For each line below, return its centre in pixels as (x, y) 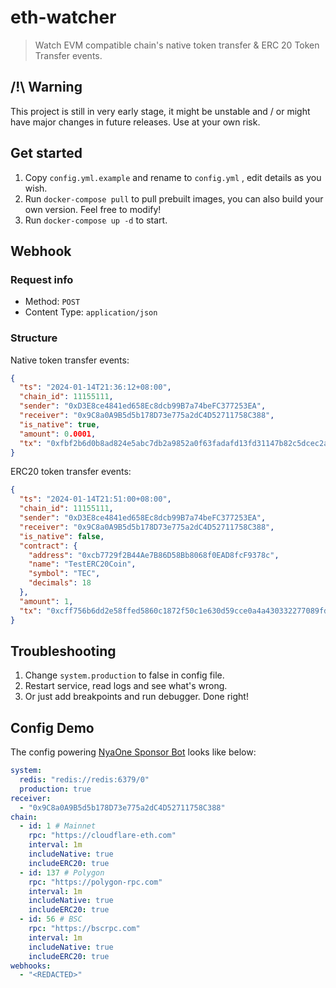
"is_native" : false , (62, 536)
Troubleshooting (63, 651)
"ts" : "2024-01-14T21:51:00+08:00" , (95, 499)
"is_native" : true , (60, 424)
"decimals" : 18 (60, 583)
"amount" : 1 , (46, 601)
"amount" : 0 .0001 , (58, 434)
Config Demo (52, 727)
